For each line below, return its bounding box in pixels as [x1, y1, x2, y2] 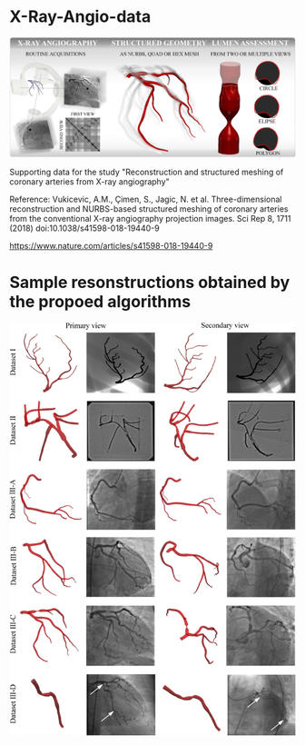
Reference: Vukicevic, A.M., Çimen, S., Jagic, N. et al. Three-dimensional [9, 194, 282, 204]
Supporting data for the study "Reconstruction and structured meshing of [9, 166, 284, 177]
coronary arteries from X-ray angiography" [9, 175, 170, 187]
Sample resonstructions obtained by [9, 272, 290, 293]
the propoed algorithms [9, 291, 192, 312]
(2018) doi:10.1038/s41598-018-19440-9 [9, 223, 161, 233]
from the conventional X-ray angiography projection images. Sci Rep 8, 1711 [9, 213, 291, 223]
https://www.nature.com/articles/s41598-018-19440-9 [9, 240, 213, 251]
